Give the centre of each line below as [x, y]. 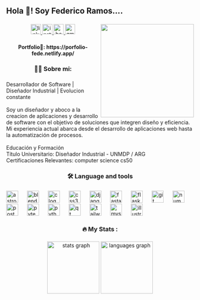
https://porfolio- [67, 47]
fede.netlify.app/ [53, 54]
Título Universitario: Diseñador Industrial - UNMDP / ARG [76, 154]
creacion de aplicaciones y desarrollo [52, 116]
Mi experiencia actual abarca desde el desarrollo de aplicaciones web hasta [99, 129]
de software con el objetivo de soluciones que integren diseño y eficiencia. [98, 122]
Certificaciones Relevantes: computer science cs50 [69, 160]
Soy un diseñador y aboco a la [43, 110]
